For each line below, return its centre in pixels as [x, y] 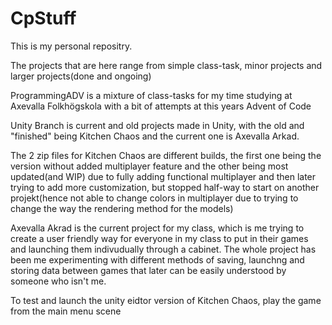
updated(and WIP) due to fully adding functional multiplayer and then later [163, 176]
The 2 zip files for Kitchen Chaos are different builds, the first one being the [166, 155]
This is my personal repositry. [71, 46]
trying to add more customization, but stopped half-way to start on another [165, 187]
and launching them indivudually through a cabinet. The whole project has [163, 249]
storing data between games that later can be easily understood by [148, 270]
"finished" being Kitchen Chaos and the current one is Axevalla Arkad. [155, 136]
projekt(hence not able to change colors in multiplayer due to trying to [154, 198]
